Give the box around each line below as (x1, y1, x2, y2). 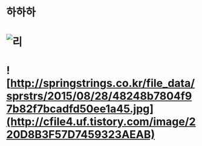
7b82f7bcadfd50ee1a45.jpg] (6, 102, 154, 115)
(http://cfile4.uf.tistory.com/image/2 (6, 115, 196, 129)
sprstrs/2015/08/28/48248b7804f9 (6, 89, 192, 103)
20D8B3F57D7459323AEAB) (6, 127, 155, 141)
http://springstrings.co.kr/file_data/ (10, 76, 195, 90)
